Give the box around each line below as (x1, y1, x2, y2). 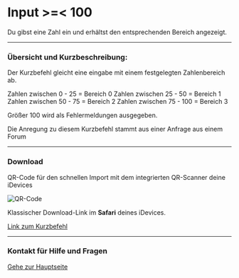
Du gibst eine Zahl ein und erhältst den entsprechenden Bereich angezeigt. (7, 28, 228, 36)
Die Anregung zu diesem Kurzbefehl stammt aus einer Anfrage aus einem (7, 125, 223, 134)
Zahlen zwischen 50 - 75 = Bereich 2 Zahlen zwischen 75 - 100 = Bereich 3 (7, 97, 228, 106)
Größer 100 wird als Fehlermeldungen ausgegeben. (7, 111, 158, 119)
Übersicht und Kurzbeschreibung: (7, 52, 128, 62)
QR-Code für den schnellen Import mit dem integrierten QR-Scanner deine (7, 173, 226, 181)
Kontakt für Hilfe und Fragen (7, 246, 108, 256)
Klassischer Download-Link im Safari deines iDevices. (7, 208, 166, 217)
